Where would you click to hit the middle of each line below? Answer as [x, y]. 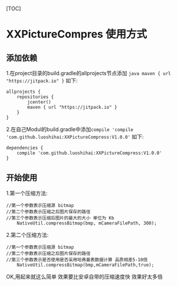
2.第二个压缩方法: [27, 235]
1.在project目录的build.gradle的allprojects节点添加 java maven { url [88, 73]
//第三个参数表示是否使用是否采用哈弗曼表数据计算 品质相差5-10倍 [77, 259]
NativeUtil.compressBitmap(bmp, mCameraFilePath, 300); [87, 223]
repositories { [35, 97]
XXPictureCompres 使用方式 [77, 34]
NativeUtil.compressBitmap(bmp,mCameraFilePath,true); [86, 265]
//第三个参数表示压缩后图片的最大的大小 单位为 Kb [60, 218]
